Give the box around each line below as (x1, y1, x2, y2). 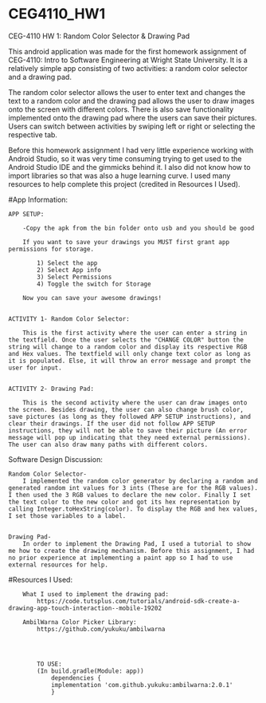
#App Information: (8, 195, 68, 204)
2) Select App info (37, 266, 102, 274)
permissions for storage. (8, 245, 94, 253)
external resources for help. (8, 560, 109, 569)
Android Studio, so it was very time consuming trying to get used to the (8, 153, 242, 164)
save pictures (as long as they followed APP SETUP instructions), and (8, 413, 251, 421)
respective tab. (8, 129, 58, 140)
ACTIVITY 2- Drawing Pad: (8, 385, 94, 393)
